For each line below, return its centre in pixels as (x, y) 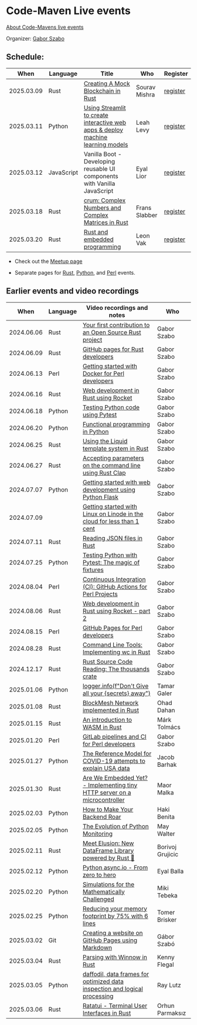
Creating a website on (113, 933)
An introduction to (107, 720)
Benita (166, 817)
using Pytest (100, 415)
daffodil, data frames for (116, 974)
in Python (96, 432)
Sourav (146, 87)
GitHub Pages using (110, 940)
